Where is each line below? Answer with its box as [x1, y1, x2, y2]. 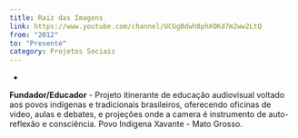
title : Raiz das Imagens [9, 13, 104, 23]
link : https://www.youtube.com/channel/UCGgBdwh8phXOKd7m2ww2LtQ [9, 22, 262, 31]
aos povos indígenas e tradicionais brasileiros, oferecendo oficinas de [9, 99, 272, 110]
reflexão [9, 119, 41, 130]
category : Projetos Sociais [9, 47, 116, 56]
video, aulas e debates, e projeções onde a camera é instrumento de [9, 109, 267, 120]
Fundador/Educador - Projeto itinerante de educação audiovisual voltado [9, 90, 285, 101]
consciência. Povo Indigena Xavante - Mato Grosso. [48, 119, 243, 130]
